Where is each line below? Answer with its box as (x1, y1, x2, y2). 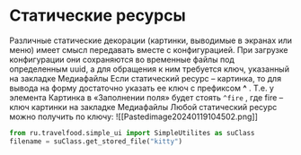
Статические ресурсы (9, 5, 186, 26)
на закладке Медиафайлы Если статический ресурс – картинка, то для (9, 73, 281, 83)
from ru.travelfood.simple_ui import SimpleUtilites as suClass (9, 128, 255, 137)
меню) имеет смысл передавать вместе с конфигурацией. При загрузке (9, 44, 288, 55)
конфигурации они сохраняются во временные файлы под (9, 54, 235, 65)
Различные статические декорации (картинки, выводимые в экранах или (9, 35, 293, 46)
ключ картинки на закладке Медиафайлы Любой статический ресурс (9, 101, 278, 112)
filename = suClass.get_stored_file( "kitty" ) (9, 136, 182, 146)
